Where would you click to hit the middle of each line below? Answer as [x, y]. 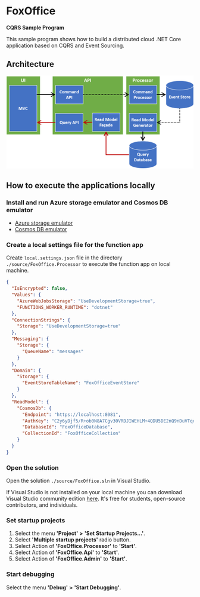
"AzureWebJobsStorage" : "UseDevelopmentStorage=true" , [86, 301]
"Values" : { [26, 295]
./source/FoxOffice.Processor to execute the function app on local [88, 264]
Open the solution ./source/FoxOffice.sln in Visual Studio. [78, 481]
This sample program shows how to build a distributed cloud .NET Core [94, 39]
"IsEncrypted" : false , [40, 289]
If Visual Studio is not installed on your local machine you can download [94, 492]
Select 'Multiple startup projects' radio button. [73, 540]
